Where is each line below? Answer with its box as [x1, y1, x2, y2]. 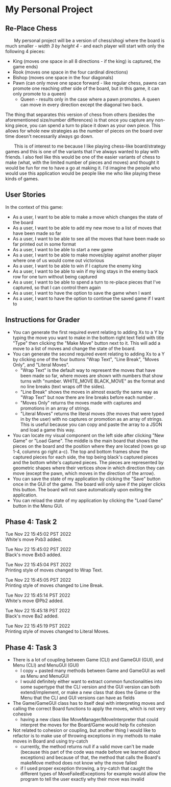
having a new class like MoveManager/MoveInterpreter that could [20, 717, 159, 723]
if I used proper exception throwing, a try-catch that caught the [20, 765, 153, 772]
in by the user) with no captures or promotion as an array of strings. [20, 416, 163, 422]
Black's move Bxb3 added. [5, 552, 62, 558]
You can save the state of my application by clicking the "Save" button [12, 475, 161, 482]
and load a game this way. [20, 426, 76, 433]
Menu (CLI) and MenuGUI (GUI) [12, 662, 79, 669]
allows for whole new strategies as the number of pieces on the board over [5, 128, 163, 134]
